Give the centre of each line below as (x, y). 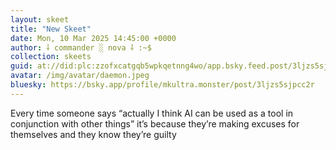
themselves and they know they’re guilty (93, 134)
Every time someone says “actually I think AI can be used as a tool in (152, 113)
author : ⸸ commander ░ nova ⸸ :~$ (81, 47)
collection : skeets (51, 57)
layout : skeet (40, 19)
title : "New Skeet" (51, 29)
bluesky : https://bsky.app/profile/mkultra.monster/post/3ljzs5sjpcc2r (162, 85)
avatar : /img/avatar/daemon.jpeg (80, 76)
